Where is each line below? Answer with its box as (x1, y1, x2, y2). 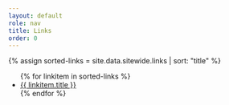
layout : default (8, 11, 63, 20)
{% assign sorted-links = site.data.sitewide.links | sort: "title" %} (8, 56, 221, 66)
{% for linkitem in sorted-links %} (19, 71, 131, 81)
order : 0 (8, 34, 38, 42)
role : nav (8, 19, 42, 27)
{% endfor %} (19, 89, 67, 99)
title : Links (8, 26, 52, 34)
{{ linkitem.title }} (19, 80, 76, 90)
